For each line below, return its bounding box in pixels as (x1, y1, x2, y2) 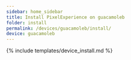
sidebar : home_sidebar (6, 8, 63, 15)
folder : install (6, 20, 47, 26)
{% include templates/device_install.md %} (6, 47, 113, 54)
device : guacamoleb (6, 31, 55, 37)
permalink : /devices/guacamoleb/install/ (6, 25, 112, 31)
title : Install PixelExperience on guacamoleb (6, 14, 125, 20)
